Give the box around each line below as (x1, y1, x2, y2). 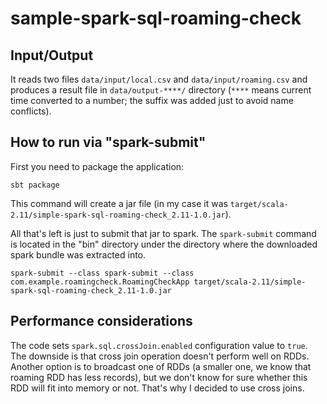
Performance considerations (10, 313, 193, 330)
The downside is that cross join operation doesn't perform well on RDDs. (10, 350, 310, 362)
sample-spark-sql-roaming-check (10, 7, 302, 30)
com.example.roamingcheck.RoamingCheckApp (10, 277, 190, 287)
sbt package (10, 180, 60, 190)
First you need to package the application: (10, 160, 185, 172)
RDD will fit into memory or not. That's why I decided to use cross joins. (10, 382, 305, 394)
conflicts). (10, 105, 52, 117)
